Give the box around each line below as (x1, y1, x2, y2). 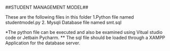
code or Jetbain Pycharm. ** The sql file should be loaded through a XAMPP (5, 35, 165, 40)
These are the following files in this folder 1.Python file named (5, 14, 134, 20)
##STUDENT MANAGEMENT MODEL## (5, 5, 89, 10)
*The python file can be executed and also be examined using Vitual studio (5, 29, 163, 35)
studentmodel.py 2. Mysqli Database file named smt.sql (5, 20, 122, 25)
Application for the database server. (5, 40, 80, 46)
